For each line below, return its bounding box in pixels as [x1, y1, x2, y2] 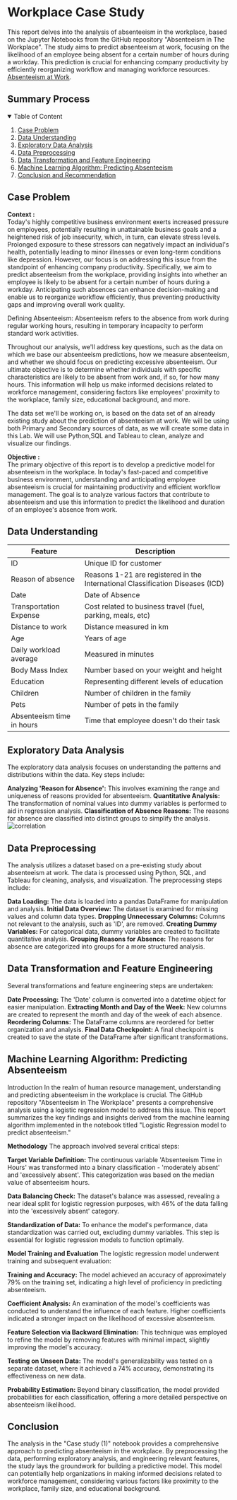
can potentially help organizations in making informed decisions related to [7, 1470, 222, 1478]
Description [135, 546, 176, 556]
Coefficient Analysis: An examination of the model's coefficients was [7, 1299, 210, 1308]
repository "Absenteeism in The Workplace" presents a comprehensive [7, 1098, 214, 1106]
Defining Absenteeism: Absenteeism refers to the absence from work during [7, 314, 229, 322]
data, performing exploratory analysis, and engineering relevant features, [7, 1454, 220, 1463]
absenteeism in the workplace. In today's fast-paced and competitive [7, 467, 209, 476]
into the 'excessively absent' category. [7, 1207, 120, 1215]
